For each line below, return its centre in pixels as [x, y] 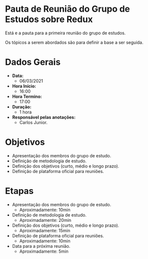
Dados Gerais [33, 62]
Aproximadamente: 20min [45, 220]
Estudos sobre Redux [49, 19]
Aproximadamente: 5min [44, 251]
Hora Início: [24, 86]
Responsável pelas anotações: [44, 117]
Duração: [22, 107]
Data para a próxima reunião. [41, 246]
